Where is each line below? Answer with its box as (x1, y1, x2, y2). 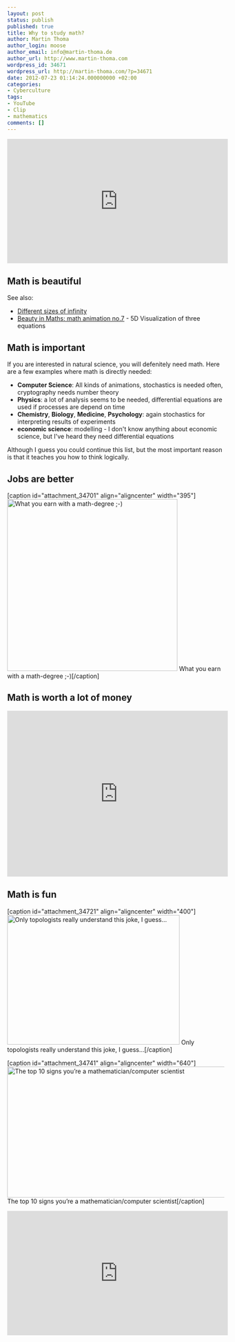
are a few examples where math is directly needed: (7, 368, 152, 376)
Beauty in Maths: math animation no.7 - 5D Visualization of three (17, 314, 201, 323)
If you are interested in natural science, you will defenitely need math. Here (7, 360, 221, 368)
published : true (7, 23, 54, 30)
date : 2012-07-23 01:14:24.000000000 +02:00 (7, 74, 137, 82)
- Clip (7, 106, 26, 113)
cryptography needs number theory (17, 388, 119, 397)
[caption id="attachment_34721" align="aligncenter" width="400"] (7, 907, 196, 916)
